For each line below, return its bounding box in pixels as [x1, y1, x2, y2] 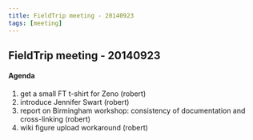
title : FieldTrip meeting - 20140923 [8, 11, 135, 20]
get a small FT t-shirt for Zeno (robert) [19, 89, 147, 98]
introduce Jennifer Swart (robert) [19, 98, 130, 107]
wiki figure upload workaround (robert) [19, 123, 148, 133]
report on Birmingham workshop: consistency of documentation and [19, 106, 246, 116]
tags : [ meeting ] [8, 19, 62, 27]
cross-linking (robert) [19, 114, 90, 124]
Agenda [8, 71, 35, 81]
